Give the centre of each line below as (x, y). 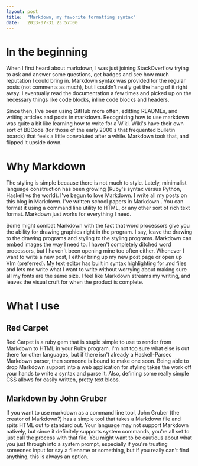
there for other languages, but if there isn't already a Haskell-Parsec (89, 355)
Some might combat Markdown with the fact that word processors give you (98, 226)
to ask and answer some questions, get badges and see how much (88, 75)
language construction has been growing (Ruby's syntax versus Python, (94, 189)
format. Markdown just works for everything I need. (69, 214)
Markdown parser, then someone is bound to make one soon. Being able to (98, 361)
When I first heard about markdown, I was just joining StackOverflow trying (98, 68)
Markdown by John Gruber (57, 398)
